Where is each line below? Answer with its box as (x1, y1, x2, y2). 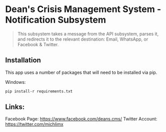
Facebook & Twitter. (17, 41, 59, 47)
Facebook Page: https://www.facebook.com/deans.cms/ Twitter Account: (5, 116, 157, 122)
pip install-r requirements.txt (5, 89, 73, 94)
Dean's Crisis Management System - (5, 4, 161, 15)
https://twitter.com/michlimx (5, 121, 64, 127)
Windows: (5, 79, 26, 85)
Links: (5, 103, 25, 111)
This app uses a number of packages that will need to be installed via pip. (5, 69, 157, 75)
